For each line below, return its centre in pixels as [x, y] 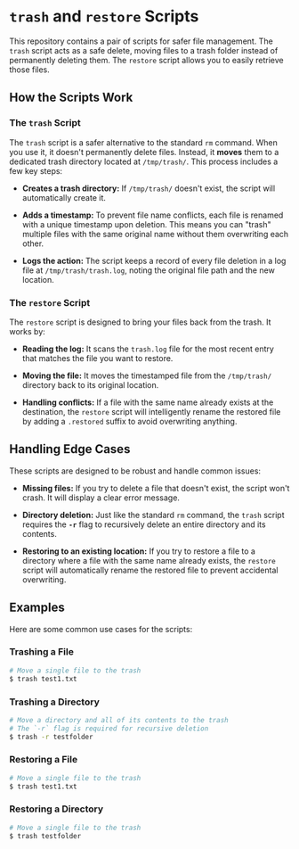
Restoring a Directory [57, 809]
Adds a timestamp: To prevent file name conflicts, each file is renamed [153, 215]
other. [33, 243]
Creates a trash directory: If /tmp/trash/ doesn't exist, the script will [149, 188]
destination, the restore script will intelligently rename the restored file [151, 411]
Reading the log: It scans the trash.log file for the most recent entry [148, 349]
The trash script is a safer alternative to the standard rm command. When [143, 142]
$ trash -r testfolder [51, 737]
